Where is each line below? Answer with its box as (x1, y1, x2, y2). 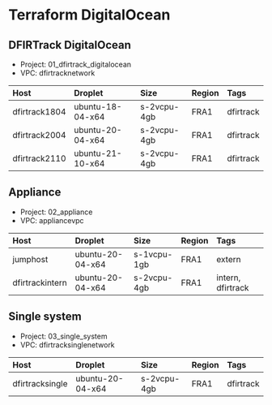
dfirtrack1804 (12, 106, 66, 117)
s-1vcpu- (133, 248, 173, 260)
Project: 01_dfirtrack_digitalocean (19, 59, 132, 69)
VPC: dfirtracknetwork (19, 68, 96, 78)
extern (216, 253, 241, 265)
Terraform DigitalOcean (8, 6, 171, 24)
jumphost (12, 253, 49, 265)
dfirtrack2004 (12, 130, 66, 140)
